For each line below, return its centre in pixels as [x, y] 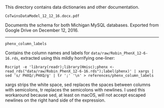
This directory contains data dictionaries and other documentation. [72, 7]
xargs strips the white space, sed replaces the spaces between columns [78, 85]
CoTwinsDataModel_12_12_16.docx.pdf [42, 16]
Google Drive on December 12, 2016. [42, 30]
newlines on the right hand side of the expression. [55, 100]
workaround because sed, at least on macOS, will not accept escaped [75, 95]
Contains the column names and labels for [48, 53]
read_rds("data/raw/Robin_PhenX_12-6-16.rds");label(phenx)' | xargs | [79, 71]
